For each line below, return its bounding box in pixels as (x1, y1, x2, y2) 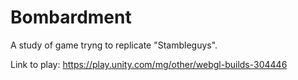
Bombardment (10, 6, 132, 29)
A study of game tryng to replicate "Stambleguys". (10, 39, 218, 51)
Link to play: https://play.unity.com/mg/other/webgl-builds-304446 (10, 58, 288, 70)
